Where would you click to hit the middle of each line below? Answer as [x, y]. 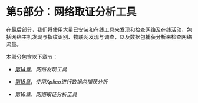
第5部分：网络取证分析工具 [71, 12]
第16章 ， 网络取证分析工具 [46, 94]
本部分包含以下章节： [32, 57]
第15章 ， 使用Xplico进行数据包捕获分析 [61, 82]
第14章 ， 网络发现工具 [41, 69]
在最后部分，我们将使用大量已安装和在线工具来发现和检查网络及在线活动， [96, 29]
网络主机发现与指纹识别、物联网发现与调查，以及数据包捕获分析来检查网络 [101, 36]
